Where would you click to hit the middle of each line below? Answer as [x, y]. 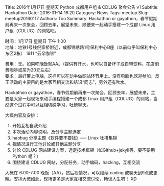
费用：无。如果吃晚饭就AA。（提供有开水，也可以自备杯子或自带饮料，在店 [80, 64]
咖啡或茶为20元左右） [31, 70]
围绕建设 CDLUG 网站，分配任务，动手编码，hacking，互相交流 [76, 162]
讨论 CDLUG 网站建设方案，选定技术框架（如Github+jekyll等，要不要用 [83, 150]
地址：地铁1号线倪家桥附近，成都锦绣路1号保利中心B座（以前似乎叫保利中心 [81, 47]
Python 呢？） [26, 156]
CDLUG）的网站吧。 [38, 31]
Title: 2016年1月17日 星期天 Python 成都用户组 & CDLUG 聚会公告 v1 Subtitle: [82, 7]
